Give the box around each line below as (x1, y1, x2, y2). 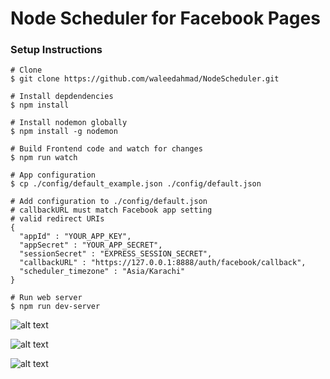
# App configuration (10, 170, 97, 181)
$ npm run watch (10, 153, 78, 163)
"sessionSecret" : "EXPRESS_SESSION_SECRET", (19, 249, 213, 259)
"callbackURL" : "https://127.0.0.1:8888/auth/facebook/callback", (19, 258, 307, 268)
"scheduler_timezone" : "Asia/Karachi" (19, 267, 186, 277)
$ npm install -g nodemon (10, 127, 118, 137)
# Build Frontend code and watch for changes (10, 144, 203, 154)
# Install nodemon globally (10, 118, 128, 128)
